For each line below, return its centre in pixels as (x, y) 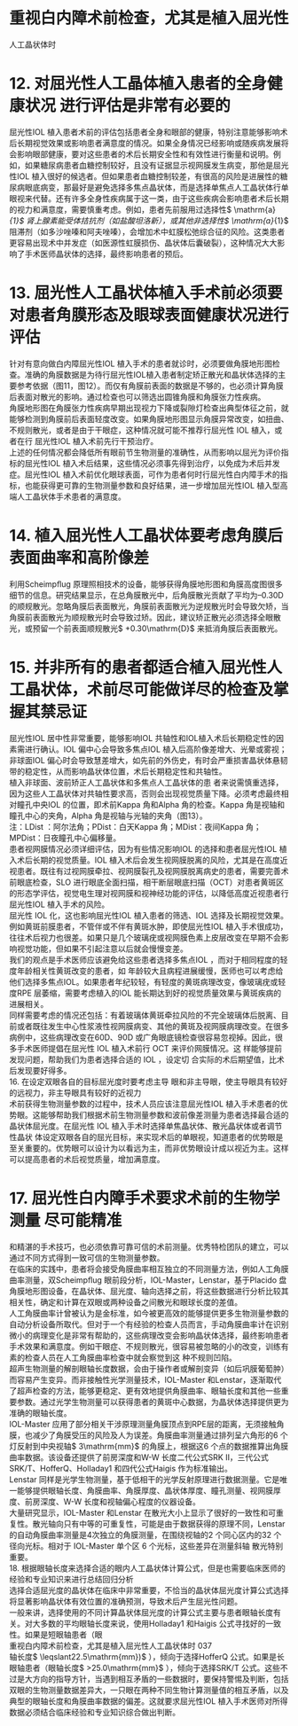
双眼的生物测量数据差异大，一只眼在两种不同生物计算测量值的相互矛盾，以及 (149, 1690)
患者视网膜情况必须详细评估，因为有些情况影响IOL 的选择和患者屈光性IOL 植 (148, 848)
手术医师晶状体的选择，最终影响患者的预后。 (106, 254)
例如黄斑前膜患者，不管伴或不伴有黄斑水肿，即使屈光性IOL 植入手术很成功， (149, 926)
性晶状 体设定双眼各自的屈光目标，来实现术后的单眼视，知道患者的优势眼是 (146, 1136)
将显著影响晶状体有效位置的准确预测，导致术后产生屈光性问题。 (125, 1601)
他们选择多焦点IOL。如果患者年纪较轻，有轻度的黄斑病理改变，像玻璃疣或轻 (148, 981)
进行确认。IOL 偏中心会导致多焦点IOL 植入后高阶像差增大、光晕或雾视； (156, 749)
